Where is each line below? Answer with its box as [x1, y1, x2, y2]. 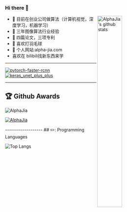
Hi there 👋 [5, 4, 29, 11]
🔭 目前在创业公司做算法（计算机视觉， [12, 16, 89, 22]
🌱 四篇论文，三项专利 [12, 34, 55, 41]
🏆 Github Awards [5, 92, 60, 100]
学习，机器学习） [16, 22, 51, 28]
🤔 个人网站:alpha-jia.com [12, 47, 63, 53]
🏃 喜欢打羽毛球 [12, 41, 42, 47]
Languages [5, 134, 28, 140]
